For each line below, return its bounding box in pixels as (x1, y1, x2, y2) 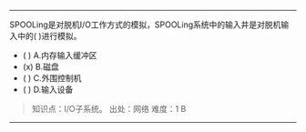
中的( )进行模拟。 (16, 31, 82, 41)
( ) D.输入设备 (22, 84, 74, 95)
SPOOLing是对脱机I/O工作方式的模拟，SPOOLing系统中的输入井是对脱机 (9, 19, 281, 30)
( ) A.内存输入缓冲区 (22, 50, 97, 60)
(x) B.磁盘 (22, 61, 59, 72)
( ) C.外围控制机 (22, 73, 82, 83)
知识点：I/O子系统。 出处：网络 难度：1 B (31, 104, 187, 114)
